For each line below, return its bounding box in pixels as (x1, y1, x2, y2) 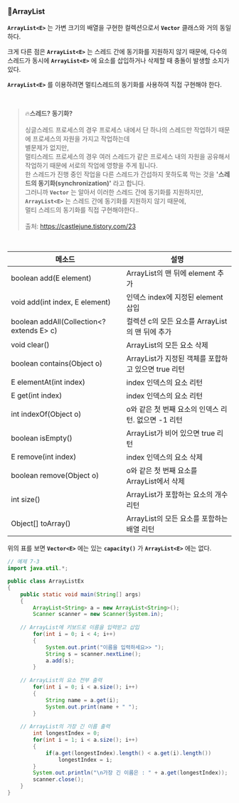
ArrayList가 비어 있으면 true (126, 428, 216, 438)
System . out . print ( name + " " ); (45, 703, 139, 711)
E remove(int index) (11, 452, 77, 462)
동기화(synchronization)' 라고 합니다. (38, 179, 146, 188)
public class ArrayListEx (7, 578, 84, 585)
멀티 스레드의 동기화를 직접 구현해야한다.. (24, 206, 139, 214)
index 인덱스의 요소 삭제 (126, 452, 203, 462)
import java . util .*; (7, 565, 69, 572)
